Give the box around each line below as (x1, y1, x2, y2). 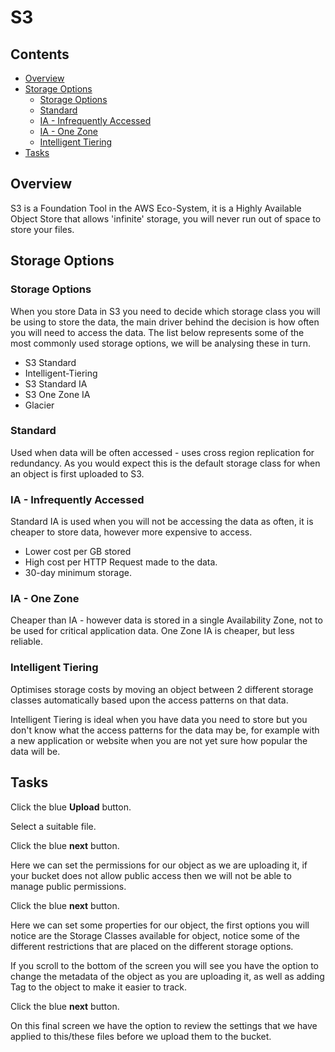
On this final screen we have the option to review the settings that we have (10, 1019, 318, 1031)
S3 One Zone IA (24, 388, 91, 400)
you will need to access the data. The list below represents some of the (10, 326, 305, 338)
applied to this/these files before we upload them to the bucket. (10, 1030, 272, 1042)
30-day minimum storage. (24, 567, 132, 579)
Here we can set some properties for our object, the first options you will (10, 919, 310, 931)
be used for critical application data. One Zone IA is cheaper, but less (10, 625, 295, 637)
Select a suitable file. (10, 820, 97, 832)
